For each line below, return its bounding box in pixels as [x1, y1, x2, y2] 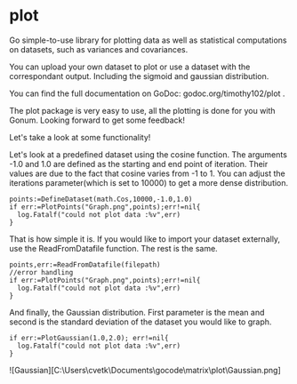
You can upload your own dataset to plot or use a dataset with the [9, 61, 251, 72]
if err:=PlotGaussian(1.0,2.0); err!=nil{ [9, 333, 169, 342]
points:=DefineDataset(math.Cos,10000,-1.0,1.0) [9, 195, 193, 204]
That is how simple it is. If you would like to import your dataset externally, [9, 233, 281, 244]
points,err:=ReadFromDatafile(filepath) [9, 260, 162, 269]
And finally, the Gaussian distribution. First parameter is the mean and [9, 307, 265, 317]
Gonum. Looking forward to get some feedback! [9, 115, 185, 125]
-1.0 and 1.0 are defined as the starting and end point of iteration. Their [9, 158, 269, 169]
